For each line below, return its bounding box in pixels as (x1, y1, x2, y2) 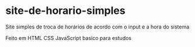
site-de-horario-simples (5, 4, 126, 17)
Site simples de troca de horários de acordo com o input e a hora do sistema (5, 23, 190, 30)
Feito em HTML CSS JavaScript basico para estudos (5, 34, 132, 41)
